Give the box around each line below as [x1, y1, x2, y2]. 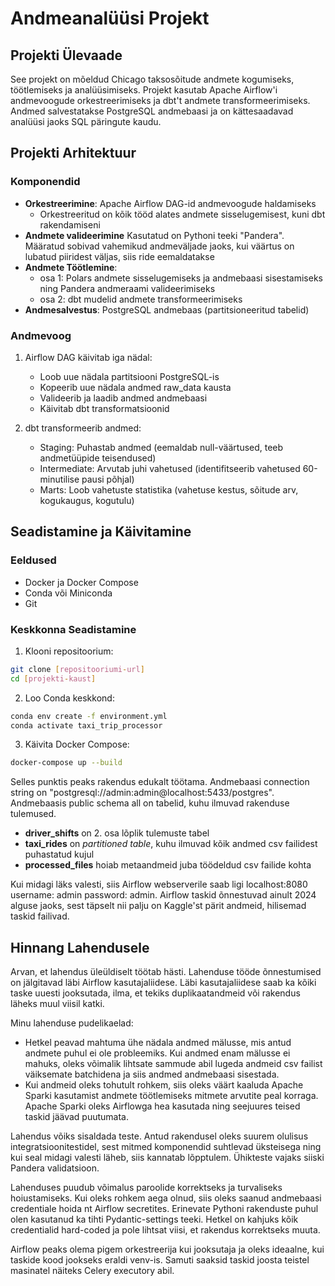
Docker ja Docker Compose [24, 576, 139, 588]
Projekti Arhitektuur [10, 145, 137, 162]
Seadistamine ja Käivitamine [10, 523, 192, 541]
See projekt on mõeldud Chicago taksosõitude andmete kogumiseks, [10, 73, 295, 85]
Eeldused [10, 553, 57, 567]
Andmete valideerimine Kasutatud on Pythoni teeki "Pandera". [24, 229, 285, 241]
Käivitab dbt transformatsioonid [39, 402, 170, 414]
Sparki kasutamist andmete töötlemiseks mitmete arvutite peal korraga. [24, 1090, 319, 1102]
